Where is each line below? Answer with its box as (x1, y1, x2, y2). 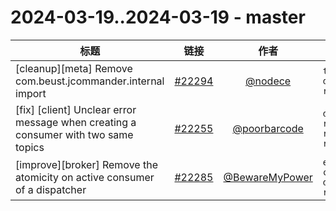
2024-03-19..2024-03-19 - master (10, 6, 306, 29)
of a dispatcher (15, 182, 87, 196)
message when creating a (15, 115, 137, 129)
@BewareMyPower (223, 170, 313, 184)
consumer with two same (15, 127, 134, 141)
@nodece (245, 74, 292, 88)
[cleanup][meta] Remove (15, 61, 133, 75)
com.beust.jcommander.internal (15, 74, 165, 88)
